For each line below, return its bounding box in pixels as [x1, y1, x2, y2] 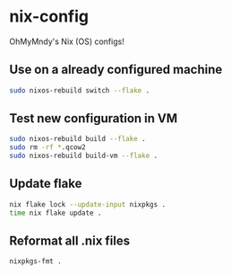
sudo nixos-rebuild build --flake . [9, 135, 146, 144]
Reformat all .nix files [9, 234, 131, 249]
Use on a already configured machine [9, 62, 223, 77]
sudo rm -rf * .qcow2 [9, 143, 87, 152]
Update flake [9, 176, 82, 191]
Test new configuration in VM [9, 111, 178, 127]
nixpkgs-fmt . [9, 257, 63, 266]
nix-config [9, 6, 90, 27]
